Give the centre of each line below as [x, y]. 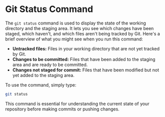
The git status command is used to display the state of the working [76, 23]
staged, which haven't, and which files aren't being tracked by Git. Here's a [82, 33]
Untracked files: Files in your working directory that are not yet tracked [86, 48]
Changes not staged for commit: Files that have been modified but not [86, 70]
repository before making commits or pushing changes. [62, 109]
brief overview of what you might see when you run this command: [74, 39]
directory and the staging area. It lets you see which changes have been [79, 28]
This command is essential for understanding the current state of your [77, 103]
